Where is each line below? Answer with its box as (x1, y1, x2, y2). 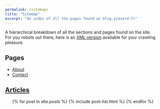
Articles (5, 86, 30, 94)
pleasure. (5, 40, 24, 46)
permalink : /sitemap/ (5, 7, 49, 12)
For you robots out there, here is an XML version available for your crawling (5, 34, 156, 40)
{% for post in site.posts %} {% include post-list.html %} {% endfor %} (12, 99, 154, 104)
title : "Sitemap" (5, 12, 40, 16)
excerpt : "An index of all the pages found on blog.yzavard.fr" (5, 16, 138, 21)
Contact (12, 72, 28, 78)
